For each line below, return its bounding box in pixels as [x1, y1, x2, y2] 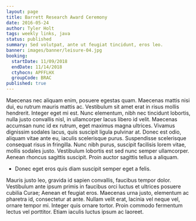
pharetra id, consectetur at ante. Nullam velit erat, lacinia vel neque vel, [6, 195, 180, 203]
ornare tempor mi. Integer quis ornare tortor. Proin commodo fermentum [6, 202, 183, 209]
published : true [6, 81, 46, 87]
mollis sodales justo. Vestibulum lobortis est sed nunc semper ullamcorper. [6, 147, 189, 154]
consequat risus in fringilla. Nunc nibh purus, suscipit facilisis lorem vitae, [6, 141, 186, 148]
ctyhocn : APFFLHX [11, 70, 55, 75]
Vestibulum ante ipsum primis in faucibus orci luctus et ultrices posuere [6, 183, 181, 190]
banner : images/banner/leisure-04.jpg [6, 48, 102, 53]
